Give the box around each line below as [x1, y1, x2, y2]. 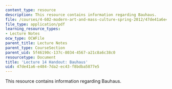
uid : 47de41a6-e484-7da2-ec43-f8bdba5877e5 [5, 64, 100, 69]
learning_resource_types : [5, 26, 60, 32]
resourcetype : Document [5, 54, 56, 60]
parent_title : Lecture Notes [5, 41, 68, 46]
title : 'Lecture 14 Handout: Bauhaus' [5, 60, 88, 65]
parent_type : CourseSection [5, 45, 66, 50]
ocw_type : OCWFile [5, 36, 45, 41]
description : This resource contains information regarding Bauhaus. [5, 12, 157, 17]
